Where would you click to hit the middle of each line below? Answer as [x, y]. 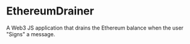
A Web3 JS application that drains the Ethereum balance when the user [95, 28]
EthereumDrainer [50, 11]
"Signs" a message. [31, 34]
